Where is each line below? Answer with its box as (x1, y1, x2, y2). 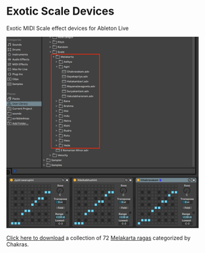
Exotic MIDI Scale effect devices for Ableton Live (6, 24, 129, 32)
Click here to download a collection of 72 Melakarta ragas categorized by (6, 234, 191, 241)
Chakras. (6, 240, 29, 248)
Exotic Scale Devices (6, 4, 115, 18)
